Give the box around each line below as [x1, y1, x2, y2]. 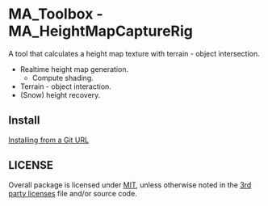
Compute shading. [31, 73, 94, 82]
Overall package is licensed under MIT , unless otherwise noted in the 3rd [8, 179, 252, 190]
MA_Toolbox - [8, 5, 103, 23]
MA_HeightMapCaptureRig [8, 22, 194, 40]
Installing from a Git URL [8, 135, 90, 145]
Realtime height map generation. [19, 64, 129, 74]
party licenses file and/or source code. [8, 188, 137, 198]
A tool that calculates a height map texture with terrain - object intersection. [8, 48, 260, 58]
